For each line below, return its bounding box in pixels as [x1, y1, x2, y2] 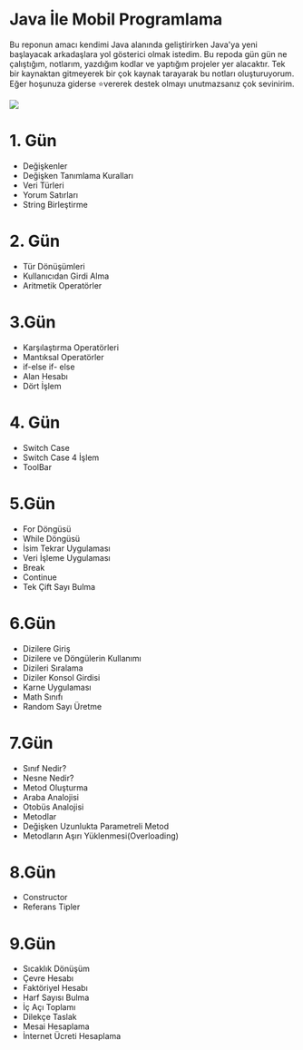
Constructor [22, 892, 68, 903]
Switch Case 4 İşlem [22, 452, 100, 463]
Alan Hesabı [22, 370, 68, 381]
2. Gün [9, 231, 61, 251]
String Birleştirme [22, 199, 88, 210]
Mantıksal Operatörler [22, 351, 104, 362]
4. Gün [9, 412, 61, 433]
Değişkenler [22, 160, 68, 172]
